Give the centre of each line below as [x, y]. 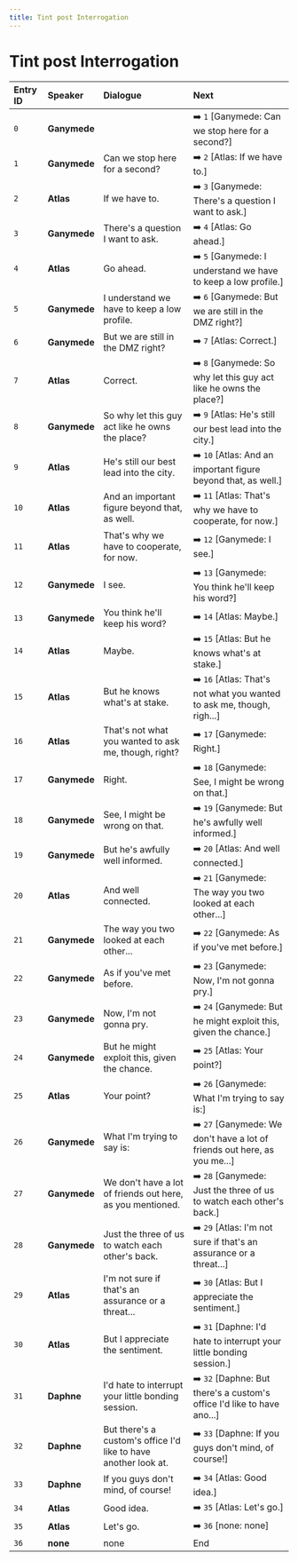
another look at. [136, 1462]
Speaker [66, 95]
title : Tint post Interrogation [69, 17]
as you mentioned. [141, 1205]
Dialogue [122, 95]
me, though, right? [141, 752]
